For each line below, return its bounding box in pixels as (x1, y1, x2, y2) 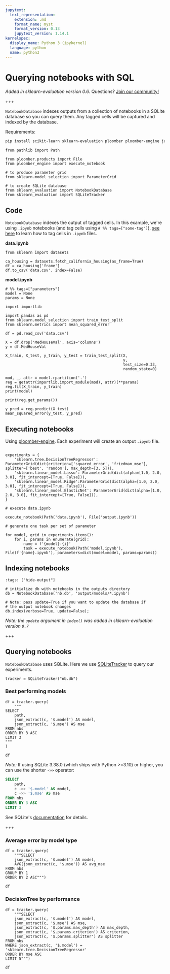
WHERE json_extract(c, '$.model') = (5, 943, 82, 948)
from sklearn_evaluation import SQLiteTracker (5, 192, 105, 198)
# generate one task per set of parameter (5, 524, 96, 529)
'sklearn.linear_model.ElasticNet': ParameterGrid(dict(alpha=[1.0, (14, 488, 162, 493)
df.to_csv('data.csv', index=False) (5, 268, 82, 273)
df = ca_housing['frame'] (5, 264, 60, 269)
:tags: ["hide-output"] (5, 577, 56, 582)
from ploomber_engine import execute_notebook (5, 161, 105, 167)
